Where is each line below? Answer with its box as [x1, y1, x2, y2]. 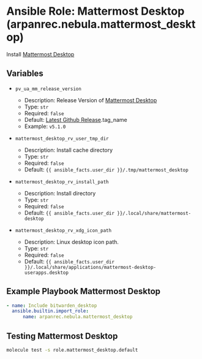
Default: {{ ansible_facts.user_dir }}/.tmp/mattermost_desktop [24, 165, 189, 173]
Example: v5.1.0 [24, 123, 66, 130]
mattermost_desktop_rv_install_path [15, 179, 109, 185]
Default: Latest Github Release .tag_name [24, 116, 127, 123]
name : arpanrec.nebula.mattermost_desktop [22, 314, 133, 320]
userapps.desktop [24, 270, 69, 276]
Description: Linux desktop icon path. [24, 238, 119, 246]
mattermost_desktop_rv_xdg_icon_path [15, 227, 112, 233]
